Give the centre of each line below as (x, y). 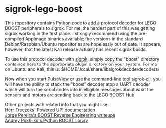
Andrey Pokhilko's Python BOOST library (47, 120)
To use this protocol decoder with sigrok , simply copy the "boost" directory (82, 59)
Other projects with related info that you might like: (57, 104)
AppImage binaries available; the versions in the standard (84, 39)
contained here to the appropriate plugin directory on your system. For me (81, 64)
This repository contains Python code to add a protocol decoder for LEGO (81, 23)
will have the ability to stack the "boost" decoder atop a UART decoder (78, 84)
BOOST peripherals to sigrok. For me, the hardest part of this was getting (80, 28)
